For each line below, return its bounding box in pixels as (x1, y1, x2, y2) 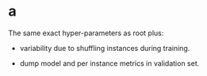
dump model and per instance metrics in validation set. (19, 58, 200, 68)
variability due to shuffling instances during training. (19, 43, 190, 52)
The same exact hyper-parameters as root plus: (8, 28, 164, 38)
